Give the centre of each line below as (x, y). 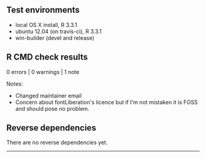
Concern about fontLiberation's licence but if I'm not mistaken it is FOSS (106, 102)
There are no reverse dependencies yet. (57, 143)
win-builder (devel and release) (55, 38)
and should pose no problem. (52, 108)
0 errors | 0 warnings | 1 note (43, 72)
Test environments (43, 10)
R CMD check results (47, 57)
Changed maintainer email (48, 96)
